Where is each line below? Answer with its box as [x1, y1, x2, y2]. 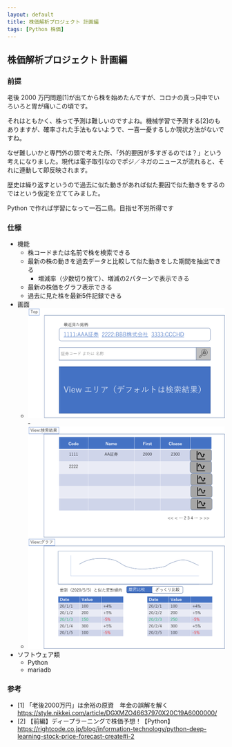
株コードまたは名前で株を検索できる [27, 249, 131, 257]
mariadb [27, 665, 52, 674]
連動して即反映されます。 [19, 166, 92, 174]
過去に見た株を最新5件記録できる [27, 292, 122, 300]
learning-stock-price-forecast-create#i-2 [17, 732, 135, 741]
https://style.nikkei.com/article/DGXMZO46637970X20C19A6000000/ [17, 709, 217, 717]
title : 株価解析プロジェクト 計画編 [7, 18, 99, 26]
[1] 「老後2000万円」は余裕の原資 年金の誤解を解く [17, 701, 168, 710]
